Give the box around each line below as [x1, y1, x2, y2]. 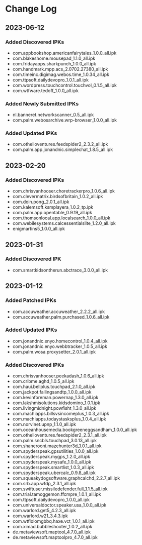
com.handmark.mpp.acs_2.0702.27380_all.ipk [12, 66, 108, 72]
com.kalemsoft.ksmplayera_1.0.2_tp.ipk [12, 204, 94, 210]
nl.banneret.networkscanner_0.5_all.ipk [12, 112, 94, 118]
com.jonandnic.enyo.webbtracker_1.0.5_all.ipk [12, 343, 107, 349]
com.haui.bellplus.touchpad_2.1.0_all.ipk [12, 383, 96, 390]
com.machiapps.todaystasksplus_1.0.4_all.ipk [12, 416, 107, 422]
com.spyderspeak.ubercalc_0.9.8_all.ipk [12, 470, 96, 476]
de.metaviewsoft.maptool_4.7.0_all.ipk [12, 529, 91, 535]
